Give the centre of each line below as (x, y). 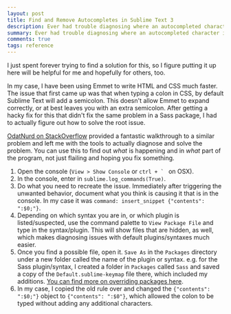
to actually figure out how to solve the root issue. (76, 122)
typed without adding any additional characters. (85, 303)
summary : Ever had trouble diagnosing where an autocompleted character (113, 33)
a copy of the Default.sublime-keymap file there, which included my (112, 274)
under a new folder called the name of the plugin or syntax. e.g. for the (117, 259)
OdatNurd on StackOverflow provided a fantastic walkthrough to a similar (111, 136)
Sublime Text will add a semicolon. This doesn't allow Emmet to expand (108, 100)
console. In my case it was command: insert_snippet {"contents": (111, 200)
